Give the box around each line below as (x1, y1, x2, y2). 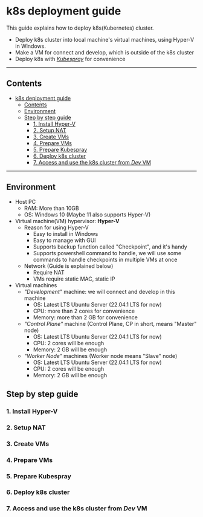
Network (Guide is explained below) (24, 262, 114, 270)
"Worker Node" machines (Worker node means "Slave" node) (24, 352, 178, 359)
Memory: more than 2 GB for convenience (33, 313, 138, 321)
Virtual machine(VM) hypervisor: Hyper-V (14, 217, 120, 224)
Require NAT (33, 268, 65, 276)
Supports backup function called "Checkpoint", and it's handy (33, 243, 187, 250)
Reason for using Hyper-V (24, 224, 89, 231)
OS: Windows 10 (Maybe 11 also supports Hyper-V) (24, 210, 151, 218)
